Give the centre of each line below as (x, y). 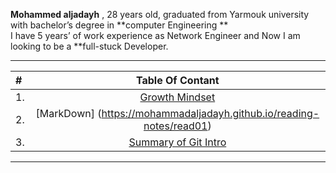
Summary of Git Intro (177, 142)
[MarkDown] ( (68, 113)
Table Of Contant (177, 80)
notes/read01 (175, 126)
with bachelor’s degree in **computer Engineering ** (119, 25)
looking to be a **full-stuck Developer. (89, 46)
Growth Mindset (177, 97)
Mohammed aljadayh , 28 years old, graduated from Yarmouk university (160, 14)
